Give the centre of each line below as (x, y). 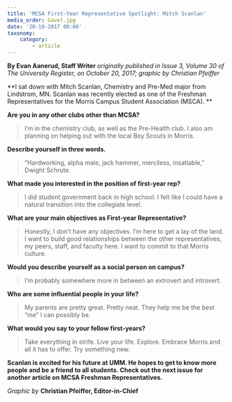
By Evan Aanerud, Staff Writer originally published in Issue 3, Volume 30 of (116, 66)
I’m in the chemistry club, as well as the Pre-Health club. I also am (118, 128)
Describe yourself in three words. (57, 149)
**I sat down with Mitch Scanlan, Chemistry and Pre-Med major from (107, 87)
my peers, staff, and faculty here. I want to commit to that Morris (116, 246)
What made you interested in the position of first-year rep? (94, 184)
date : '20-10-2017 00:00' (44, 26)
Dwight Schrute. (47, 170)
